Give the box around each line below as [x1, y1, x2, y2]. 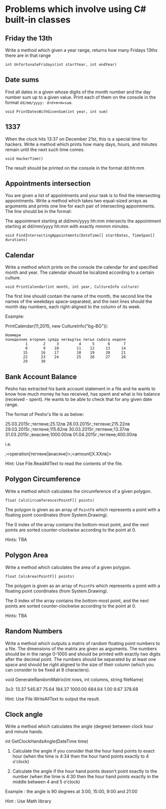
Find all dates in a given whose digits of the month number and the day [5, 89, 151, 95]
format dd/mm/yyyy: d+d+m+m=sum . [5, 99, 73, 105]
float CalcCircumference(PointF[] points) [5, 498, 95, 503]
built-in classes [5, 14, 71, 25]
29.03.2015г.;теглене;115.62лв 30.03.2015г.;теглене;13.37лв [5, 426, 130, 432]
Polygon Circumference [5, 475, 81, 483]
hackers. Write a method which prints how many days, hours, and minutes [5, 141, 158, 147]
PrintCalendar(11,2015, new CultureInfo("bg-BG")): [5, 323, 109, 329]
